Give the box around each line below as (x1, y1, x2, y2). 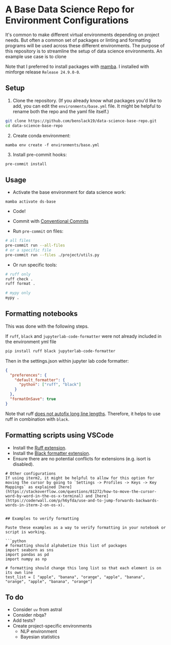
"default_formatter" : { (14, 377, 66, 383)
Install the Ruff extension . (12, 444, 67, 451)
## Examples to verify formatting (5, 516, 79, 521)
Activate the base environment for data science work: (12, 189, 126, 195)
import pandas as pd (5, 552, 50, 557)
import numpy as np (5, 557, 47, 562)
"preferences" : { (10, 372, 47, 378)
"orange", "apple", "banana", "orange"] (5, 579, 93, 584)
